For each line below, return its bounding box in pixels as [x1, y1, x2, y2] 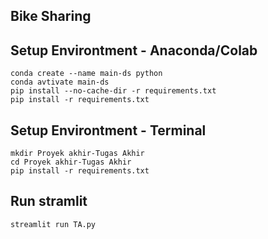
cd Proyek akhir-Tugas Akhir [10, 157, 132, 168]
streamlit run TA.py [10, 219, 97, 229]
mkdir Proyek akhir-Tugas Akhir [10, 149, 145, 159]
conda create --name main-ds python [10, 69, 163, 79]
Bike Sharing [10, 8, 92, 25]
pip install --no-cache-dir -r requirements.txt [10, 86, 217, 96]
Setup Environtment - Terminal [10, 122, 207, 139]
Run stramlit [10, 193, 88, 210]
